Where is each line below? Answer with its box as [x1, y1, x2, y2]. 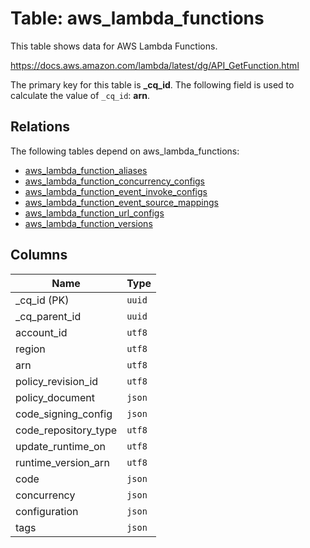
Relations [10, 118, 71, 136]
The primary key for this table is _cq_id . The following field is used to [10, 78, 295, 91]
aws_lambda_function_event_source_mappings [24, 196, 219, 208]
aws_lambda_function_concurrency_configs [24, 175, 206, 187]
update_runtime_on [15, 439, 107, 453]
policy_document [15, 390, 96, 404]
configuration [15, 504, 79, 518]
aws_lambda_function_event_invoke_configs [24, 185, 208, 197]
